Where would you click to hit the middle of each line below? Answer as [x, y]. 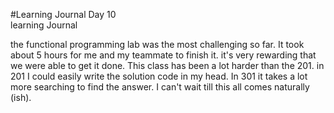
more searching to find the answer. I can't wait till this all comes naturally [160, 87]
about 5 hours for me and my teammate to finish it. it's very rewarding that [163, 55]
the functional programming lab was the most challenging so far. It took [157, 44]
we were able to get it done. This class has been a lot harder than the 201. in [167, 65]
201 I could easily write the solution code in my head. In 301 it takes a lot [159, 76]
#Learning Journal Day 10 [63, 14]
